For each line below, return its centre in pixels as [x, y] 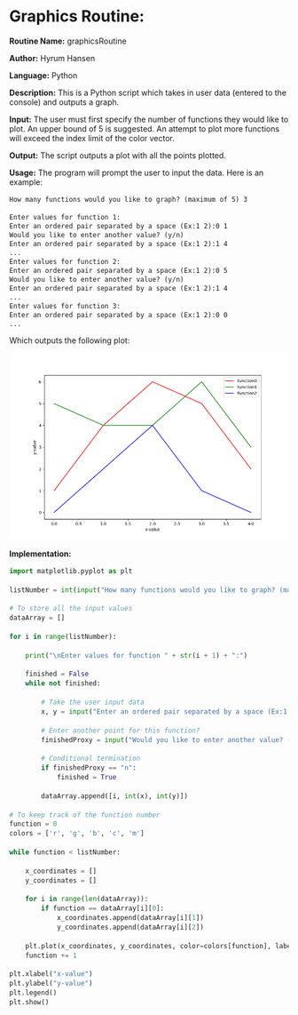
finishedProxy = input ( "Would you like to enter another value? [162, 739]
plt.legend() [33, 993]
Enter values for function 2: [65, 261]
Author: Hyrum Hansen [52, 58]
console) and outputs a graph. [64, 102]
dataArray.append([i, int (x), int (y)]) [115, 796]
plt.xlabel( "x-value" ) [51, 974]
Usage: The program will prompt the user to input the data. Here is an [137, 172]
